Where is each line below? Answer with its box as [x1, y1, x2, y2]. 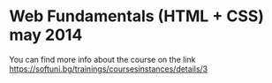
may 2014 [9, 25, 83, 45]
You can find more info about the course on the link [9, 54, 196, 64]
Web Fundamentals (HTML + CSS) [9, 6, 265, 26]
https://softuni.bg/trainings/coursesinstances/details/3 [9, 64, 208, 74]
